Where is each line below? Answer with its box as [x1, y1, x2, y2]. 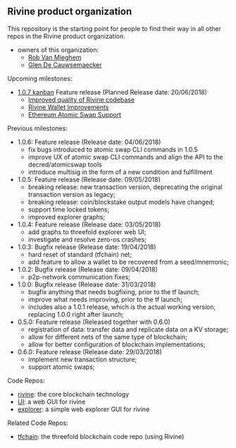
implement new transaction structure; [27, 355, 137, 363]
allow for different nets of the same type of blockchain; [27, 332, 188, 341]
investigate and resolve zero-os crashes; [27, 235, 147, 243]
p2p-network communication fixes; [27, 272, 130, 281]
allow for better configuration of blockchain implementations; [27, 340, 206, 349]
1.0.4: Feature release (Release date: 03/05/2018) [17, 220, 161, 229]
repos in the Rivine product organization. [7, 32, 125, 40]
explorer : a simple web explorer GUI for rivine [17, 405, 150, 413]
